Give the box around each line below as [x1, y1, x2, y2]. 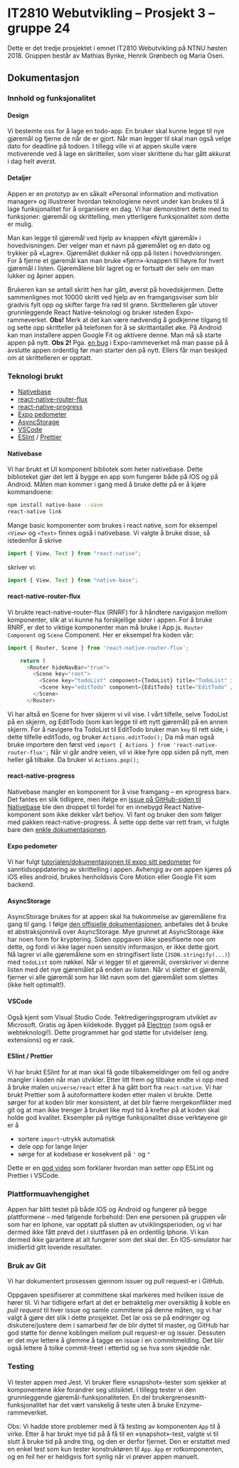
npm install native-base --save [7, 501, 103, 509]
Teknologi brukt [7, 371, 63, 381]
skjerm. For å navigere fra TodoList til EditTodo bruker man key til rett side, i [7, 725, 228, 734]
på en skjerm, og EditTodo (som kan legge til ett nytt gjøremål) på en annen [7, 717, 228, 726]
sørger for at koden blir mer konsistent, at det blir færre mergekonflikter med [7, 1098, 232, 1107]
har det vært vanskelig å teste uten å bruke [48, 1400, 174, 1409]
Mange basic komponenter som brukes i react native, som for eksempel [7, 520, 218, 529]
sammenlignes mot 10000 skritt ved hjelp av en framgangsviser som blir [7, 292, 219, 301]
